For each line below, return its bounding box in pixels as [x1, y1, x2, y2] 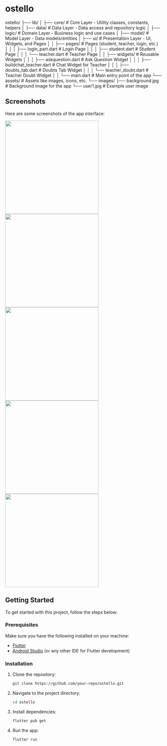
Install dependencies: [12, 709, 57, 715]
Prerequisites [5, 622, 38, 629]
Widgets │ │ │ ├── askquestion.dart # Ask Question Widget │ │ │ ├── [5, 56, 151, 62]
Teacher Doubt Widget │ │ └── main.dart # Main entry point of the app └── [5, 72, 162, 78]
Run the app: [12, 727, 39, 733]
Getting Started [5, 596, 54, 605]
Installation [5, 660, 33, 667]
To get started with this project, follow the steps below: [5, 609, 118, 615]
